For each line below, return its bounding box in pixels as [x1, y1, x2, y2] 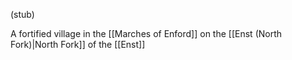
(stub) [10, 9, 35, 20]
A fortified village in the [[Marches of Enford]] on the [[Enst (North [10, 28, 283, 39]
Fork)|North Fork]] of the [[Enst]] [10, 39, 146, 50]
